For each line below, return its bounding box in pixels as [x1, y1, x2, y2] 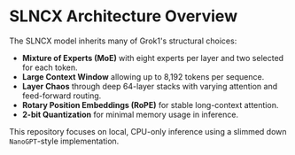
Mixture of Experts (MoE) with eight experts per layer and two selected [21, 52, 284, 63]
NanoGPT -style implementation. [9, 136, 120, 146]
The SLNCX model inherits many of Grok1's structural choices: [9, 35, 237, 46]
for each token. [21, 62, 78, 73]
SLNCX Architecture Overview [9, 6, 237, 27]
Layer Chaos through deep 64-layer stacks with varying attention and [21, 81, 278, 91]
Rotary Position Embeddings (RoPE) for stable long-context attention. [21, 99, 279, 110]
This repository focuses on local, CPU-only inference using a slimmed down [9, 126, 287, 136]
